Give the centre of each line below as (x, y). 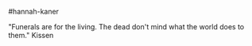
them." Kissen (31, 35)
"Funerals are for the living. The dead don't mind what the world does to (126, 27)
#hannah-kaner (34, 11)
